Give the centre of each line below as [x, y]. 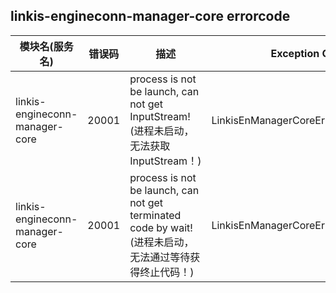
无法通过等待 [160, 257]
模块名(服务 [46, 46]
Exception [295, 53]
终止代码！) [167, 272]
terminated [155, 215]
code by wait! [161, 227]
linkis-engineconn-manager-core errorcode [150, 16]
